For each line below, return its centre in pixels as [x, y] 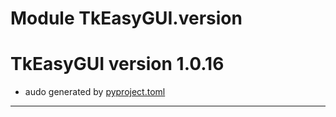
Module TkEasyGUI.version [126, 18]
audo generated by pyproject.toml [95, 92]
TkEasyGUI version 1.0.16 [117, 64]
